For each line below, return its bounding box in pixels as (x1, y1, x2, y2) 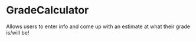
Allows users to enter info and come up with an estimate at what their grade (6, 23, 191, 30)
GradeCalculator (6, 4, 89, 17)
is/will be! (6, 29, 30, 36)
